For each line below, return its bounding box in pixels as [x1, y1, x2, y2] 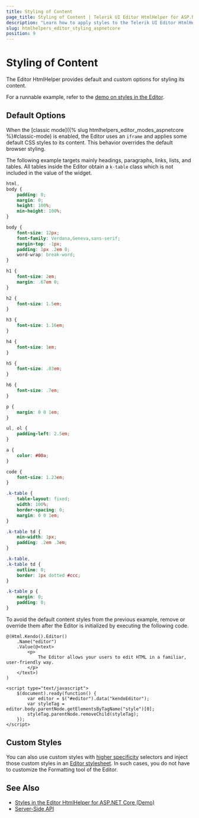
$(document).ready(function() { [17, 690, 97, 696]
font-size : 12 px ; [17, 230, 60, 236]
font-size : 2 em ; [17, 273, 57, 279]
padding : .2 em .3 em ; [17, 540, 68, 546]
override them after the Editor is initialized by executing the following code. [6, 622, 189, 629]
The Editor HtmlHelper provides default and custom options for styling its [6, 76, 185, 83]
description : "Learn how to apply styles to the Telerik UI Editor [6, 20, 176, 25]
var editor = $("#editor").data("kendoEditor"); [27, 695, 150, 701]
